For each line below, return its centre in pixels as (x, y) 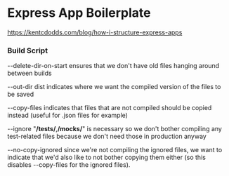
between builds (30, 73)
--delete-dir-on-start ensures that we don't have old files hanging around (113, 66)
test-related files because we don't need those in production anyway (107, 136)
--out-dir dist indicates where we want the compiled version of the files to (114, 87)
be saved (21, 94)
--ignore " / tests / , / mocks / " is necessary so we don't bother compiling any (115, 129)
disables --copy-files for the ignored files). (69, 165)
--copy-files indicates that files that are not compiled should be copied (110, 108)
